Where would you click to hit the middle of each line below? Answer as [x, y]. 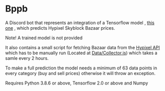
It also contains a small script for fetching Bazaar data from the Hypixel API [82, 47]
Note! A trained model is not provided [44, 38]
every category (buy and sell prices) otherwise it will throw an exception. [80, 73]
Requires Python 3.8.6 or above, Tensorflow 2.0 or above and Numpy [77, 83]
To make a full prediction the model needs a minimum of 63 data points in [81, 68]
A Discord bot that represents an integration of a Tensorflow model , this [80, 23]
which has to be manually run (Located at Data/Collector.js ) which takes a [81, 53]
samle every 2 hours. [27, 58]
